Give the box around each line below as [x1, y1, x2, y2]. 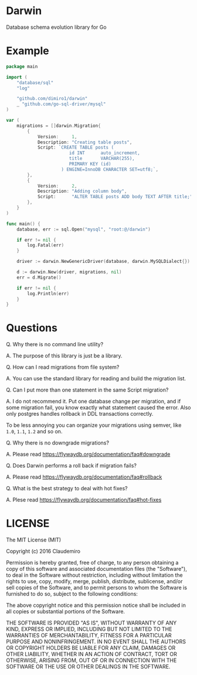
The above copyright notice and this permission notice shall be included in [6, 602, 186, 609]
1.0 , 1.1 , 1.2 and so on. [6, 428, 63, 435]
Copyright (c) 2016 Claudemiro [6, 548, 81, 555]
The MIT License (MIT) [6, 536, 62, 543]
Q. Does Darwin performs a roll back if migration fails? [6, 462, 137, 469]
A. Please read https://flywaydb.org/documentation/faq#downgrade [6, 451, 171, 458]
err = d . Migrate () [16, 275, 62, 280]
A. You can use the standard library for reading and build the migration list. [6, 375, 186, 382]
